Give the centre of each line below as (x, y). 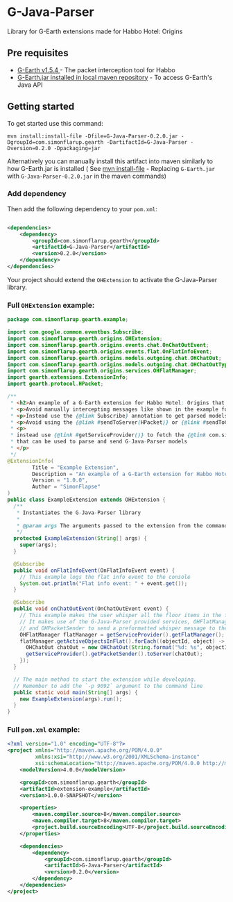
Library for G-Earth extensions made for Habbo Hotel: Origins (95, 31)
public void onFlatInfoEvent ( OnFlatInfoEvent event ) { (94, 571)
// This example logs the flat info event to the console (105, 577)
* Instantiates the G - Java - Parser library (78, 512)
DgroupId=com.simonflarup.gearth (55, 142)
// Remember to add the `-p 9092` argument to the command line (108, 686)
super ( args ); (38, 545)
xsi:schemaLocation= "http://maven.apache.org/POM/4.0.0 (117, 764)
